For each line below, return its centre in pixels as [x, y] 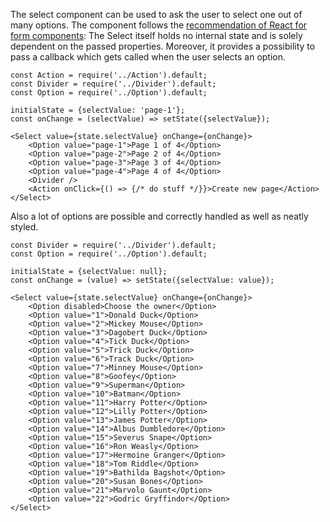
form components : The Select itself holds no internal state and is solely [156, 35]
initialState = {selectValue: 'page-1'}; [98, 110]
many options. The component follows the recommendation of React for [159, 25]
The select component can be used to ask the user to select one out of [156, 14]
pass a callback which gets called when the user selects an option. [148, 57]
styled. [24, 227]
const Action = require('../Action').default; [109, 75]
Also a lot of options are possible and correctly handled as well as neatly [159, 216]
